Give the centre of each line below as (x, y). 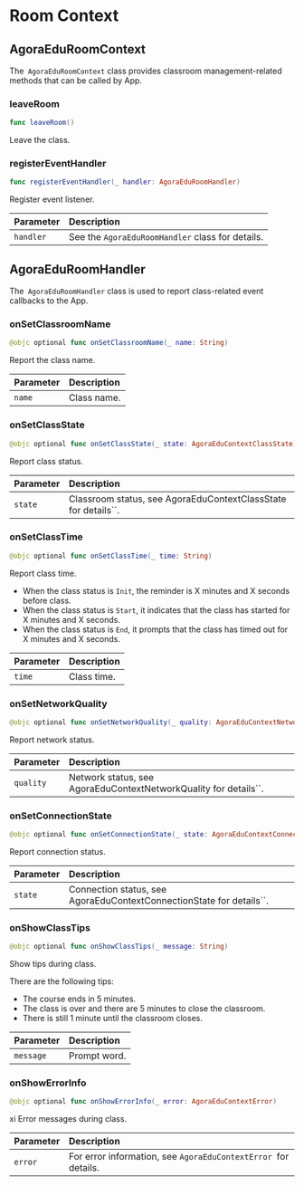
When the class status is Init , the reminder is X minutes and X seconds (156, 590)
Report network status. (52, 740)
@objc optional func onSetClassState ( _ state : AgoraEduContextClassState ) (153, 444)
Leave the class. (40, 140)
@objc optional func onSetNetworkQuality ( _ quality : (111, 722)
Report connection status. (57, 852)
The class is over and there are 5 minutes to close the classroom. (144, 1009)
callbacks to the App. (49, 301)
